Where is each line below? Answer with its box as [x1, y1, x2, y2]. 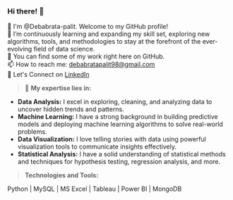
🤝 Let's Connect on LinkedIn [7, 70, 90, 79]
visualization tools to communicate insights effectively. [17, 142, 177, 151]
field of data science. [33, 45, 95, 54]
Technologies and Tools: [24, 171, 99, 180]
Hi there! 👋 [7, 6, 44, 16]
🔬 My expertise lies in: [24, 84, 92, 92]
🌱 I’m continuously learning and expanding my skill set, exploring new [7, 30, 210, 38]
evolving [7, 45, 32, 54]
